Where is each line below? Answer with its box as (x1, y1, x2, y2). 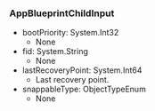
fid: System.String (21, 46, 89, 57)
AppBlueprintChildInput (9, 7, 115, 20)
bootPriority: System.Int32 (21, 28, 119, 38)
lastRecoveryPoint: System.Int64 (21, 65, 143, 75)
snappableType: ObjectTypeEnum (21, 83, 147, 95)
